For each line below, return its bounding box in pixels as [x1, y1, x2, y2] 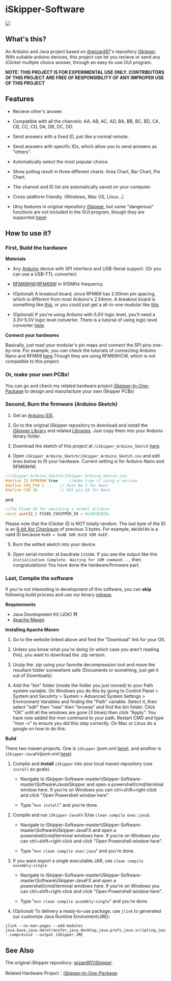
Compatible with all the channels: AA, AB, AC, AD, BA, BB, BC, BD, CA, [12, 118, 160, 124]
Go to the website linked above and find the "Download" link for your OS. [12, 637, 166, 643]
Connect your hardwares [5, 332, 60, 338]
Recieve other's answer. [12, 108, 64, 114]
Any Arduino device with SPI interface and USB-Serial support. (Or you [12, 266, 161, 272]
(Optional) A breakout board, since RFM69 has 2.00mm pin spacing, [12, 291, 156, 297]
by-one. [5, 347, 22, 353]
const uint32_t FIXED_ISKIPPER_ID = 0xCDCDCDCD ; [5, 511, 110, 516]
